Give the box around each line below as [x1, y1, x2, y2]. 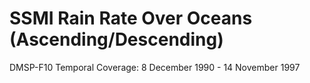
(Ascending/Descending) [9, 28, 224, 51]
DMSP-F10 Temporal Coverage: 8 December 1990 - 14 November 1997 [9, 61, 301, 73]
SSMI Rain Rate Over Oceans [9, 7, 253, 30]
